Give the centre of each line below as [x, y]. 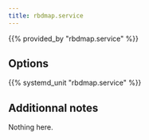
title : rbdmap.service [46, 16]
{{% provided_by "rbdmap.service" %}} [74, 38]
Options [29, 64]
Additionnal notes [53, 108]
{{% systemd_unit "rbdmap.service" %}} [75, 83]
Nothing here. [31, 127]
